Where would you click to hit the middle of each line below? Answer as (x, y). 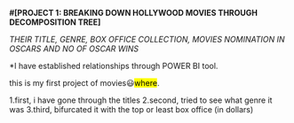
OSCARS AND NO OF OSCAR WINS (74, 49)
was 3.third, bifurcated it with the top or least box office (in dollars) (131, 109)
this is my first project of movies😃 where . (84, 83)
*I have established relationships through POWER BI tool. (114, 66)
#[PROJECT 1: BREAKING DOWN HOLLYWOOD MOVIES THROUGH (134, 13)
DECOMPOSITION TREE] (55, 22)
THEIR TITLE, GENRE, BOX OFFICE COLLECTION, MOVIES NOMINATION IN (147, 39)
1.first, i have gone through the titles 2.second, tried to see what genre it (141, 100)
